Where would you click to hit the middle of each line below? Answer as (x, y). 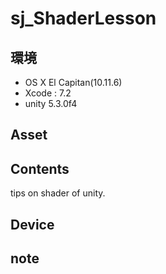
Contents (40, 168)
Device (32, 224)
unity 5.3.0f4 (51, 103)
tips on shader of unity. (58, 193)
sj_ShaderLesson (83, 18)
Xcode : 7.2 (48, 93)
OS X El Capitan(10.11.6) (73, 82)
